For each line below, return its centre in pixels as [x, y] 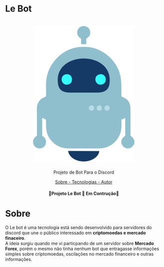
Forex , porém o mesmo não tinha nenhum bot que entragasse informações [82, 249]
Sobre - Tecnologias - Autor [84, 182]
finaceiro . [15, 238]
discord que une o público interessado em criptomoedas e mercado [76, 233]
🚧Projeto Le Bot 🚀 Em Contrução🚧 [84, 193]
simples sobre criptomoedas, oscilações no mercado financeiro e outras [79, 254]
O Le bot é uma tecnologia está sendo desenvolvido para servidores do [79, 227]
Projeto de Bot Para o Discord [84, 172]
